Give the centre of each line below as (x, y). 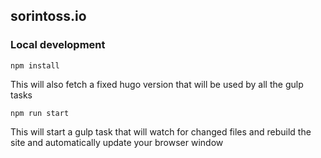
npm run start (40, 113)
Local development (58, 45)
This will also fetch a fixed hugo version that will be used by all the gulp (157, 84)
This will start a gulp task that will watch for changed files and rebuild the (161, 131)
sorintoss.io (48, 16)
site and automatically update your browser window (117, 142)
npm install (35, 65)
